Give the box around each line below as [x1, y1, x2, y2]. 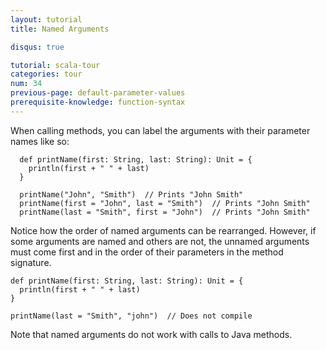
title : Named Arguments [10, 24, 110, 34]
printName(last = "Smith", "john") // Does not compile [10, 311, 253, 321]
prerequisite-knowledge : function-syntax [10, 97, 186, 107]
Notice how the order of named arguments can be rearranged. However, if [10, 224, 317, 236]
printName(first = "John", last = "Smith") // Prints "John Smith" [19, 198, 311, 208]
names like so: [10, 135, 70, 147]
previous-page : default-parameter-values [10, 88, 186, 98]
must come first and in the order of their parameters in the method [10, 246, 284, 258]
